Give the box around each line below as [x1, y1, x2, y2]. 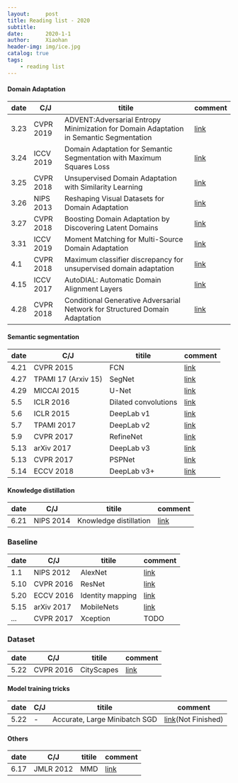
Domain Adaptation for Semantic [64, 144, 173, 154]
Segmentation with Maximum [64, 153, 161, 163]
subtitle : [7, 23, 37, 30]
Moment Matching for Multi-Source [64, 234, 183, 244]
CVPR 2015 [33, 362, 74, 372]
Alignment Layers [64, 284, 123, 294]
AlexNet [80, 567, 108, 577]
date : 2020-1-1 [7, 30, 72, 38]
